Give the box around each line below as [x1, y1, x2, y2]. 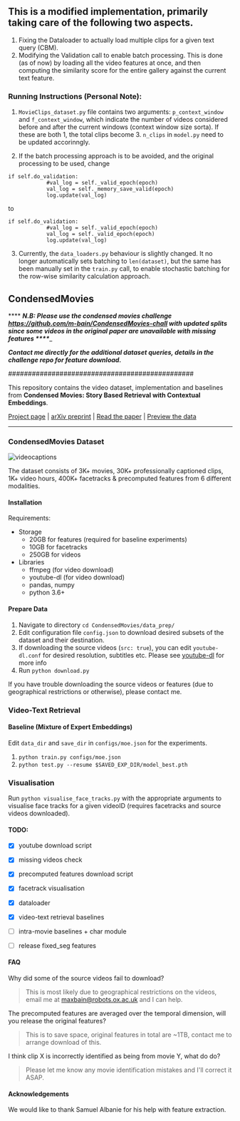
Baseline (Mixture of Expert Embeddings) [8, 723, 133, 731]
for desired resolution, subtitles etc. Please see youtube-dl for [42, 651, 225, 659]
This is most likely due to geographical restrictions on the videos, [25, 987, 217, 996]
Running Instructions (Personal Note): [8, 91, 142, 101]
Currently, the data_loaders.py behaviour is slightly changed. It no [18, 249, 213, 258]
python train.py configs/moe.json [18, 753, 121, 761]
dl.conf [18, 652, 41, 659]
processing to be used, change [18, 160, 110, 168]
